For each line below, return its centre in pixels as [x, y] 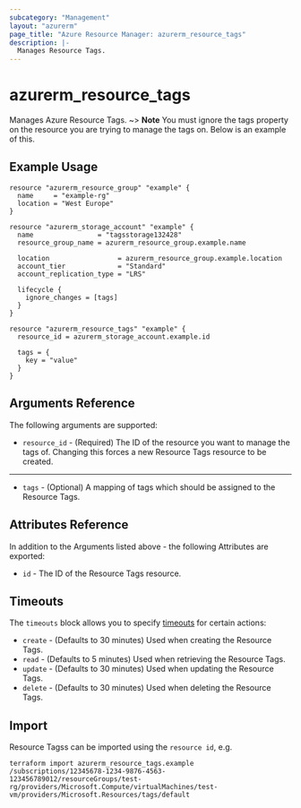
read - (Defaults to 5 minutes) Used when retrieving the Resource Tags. [154, 659]
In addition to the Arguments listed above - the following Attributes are [139, 546]
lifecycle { [40, 289]
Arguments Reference [73, 404]
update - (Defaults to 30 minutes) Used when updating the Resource [148, 669]
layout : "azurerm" [43, 26]
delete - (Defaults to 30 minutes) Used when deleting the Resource [146, 688]
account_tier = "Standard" [92, 266]
